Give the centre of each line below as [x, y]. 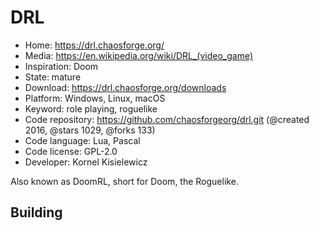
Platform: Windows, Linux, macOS [95, 98]
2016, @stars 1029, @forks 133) [90, 130]
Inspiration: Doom [61, 66]
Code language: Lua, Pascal [82, 140]
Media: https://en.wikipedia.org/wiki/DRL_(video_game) [139, 55]
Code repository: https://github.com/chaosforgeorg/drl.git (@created [167, 119]
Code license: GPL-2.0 [71, 151]
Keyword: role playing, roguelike [91, 108]
